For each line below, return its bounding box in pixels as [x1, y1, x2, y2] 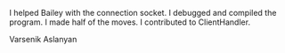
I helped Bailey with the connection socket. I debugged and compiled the [9, 8, 277, 18]
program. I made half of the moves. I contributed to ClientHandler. [9, 17, 251, 27]
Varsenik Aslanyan [9, 34, 77, 44]
